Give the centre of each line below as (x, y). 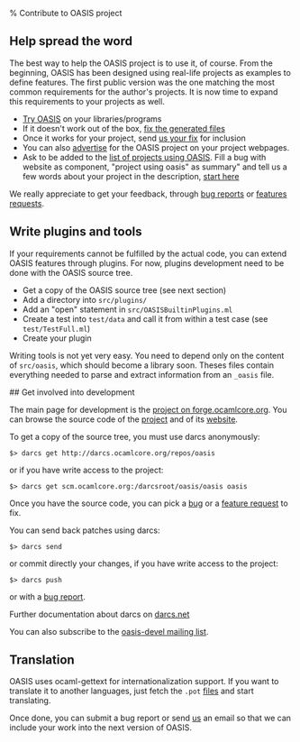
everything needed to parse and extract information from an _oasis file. (142, 374)
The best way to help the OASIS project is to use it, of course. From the (141, 63)
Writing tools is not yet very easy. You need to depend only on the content (147, 355)
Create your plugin (57, 338)
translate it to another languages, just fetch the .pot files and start (132, 691)
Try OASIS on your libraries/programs (92, 119)
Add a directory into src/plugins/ (84, 299)
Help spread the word (71, 41)
